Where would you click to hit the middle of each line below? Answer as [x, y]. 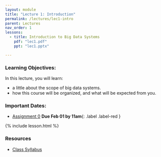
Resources [18, 139]
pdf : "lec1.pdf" [31, 42]
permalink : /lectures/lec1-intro [39, 19]
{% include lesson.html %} [32, 126]
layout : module [21, 10]
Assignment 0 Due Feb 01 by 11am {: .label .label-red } [67, 116]
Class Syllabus [27, 149]
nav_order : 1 [18, 28]
